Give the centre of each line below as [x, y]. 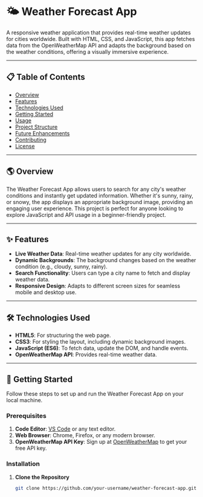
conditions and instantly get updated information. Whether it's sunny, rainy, [100, 195]
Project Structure [36, 127]
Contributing [31, 139]
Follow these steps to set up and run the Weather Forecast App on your [95, 394]
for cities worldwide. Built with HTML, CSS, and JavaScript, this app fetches [101, 39]
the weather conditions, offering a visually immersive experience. [88, 51]
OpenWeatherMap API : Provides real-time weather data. [86, 354]
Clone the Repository [42, 477]
